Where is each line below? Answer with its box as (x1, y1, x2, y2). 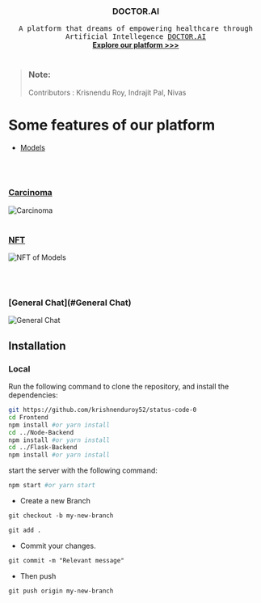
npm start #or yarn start (8, 482, 95, 490)
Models (19, 142, 46, 152)
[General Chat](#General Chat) (8, 297, 132, 308)
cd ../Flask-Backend (8, 444, 78, 452)
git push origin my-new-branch (8, 587, 114, 595)
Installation (8, 338, 66, 353)
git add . (8, 526, 42, 534)
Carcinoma (8, 187, 53, 198)
